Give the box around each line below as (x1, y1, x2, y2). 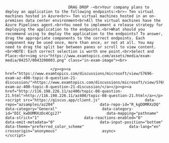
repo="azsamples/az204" (5, 102, 55, 107)
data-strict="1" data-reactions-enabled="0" (5, 115, 143, 120)
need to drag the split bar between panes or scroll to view (5, 44, 136, 50)
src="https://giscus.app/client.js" (23, 98, 100, 103)
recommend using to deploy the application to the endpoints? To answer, (5, 31, 163, 36)
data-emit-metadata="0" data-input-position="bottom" (5, 120, 163, 125)
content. (138, 44, 156, 50)
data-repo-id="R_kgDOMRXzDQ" (100, 102, 161, 107)
